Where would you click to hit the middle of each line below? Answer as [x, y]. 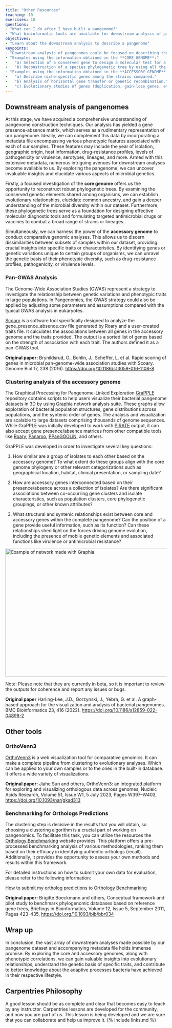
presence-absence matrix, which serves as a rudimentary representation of [85, 130]
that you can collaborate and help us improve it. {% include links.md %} [81, 1020]
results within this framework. [37, 863]
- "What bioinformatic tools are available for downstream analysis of [83, 34]
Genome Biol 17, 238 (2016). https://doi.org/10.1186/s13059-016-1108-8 [80, 368]
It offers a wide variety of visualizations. [47, 773]
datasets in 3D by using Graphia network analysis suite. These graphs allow [85, 404]
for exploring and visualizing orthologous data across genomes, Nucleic [81, 789]
